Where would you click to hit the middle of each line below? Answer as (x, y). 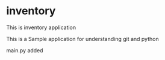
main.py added (25, 50)
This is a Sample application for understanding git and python (82, 39)
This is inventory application (41, 27)
